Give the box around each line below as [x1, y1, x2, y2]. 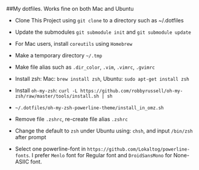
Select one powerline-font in [14, 145, 86, 153]
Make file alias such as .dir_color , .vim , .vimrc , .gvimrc [14, 63, 156, 71]
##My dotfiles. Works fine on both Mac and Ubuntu [6, 5, 134, 12]
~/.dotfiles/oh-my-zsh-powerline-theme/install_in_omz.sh [14, 105, 164, 111]
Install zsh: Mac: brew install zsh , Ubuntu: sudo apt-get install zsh [14, 75, 189, 82]
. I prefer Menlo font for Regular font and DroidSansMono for [28, 152, 172, 159]
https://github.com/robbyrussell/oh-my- [80, 88, 183, 94]
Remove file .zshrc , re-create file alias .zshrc [14, 116, 128, 122]
